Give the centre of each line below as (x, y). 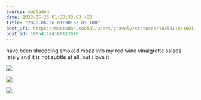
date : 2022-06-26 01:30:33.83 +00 (49, 17)
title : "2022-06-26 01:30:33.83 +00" (53, 23)
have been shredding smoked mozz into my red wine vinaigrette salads (94, 51)
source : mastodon (28, 12)
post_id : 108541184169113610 (42, 34)
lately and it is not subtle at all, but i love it (58, 57)
